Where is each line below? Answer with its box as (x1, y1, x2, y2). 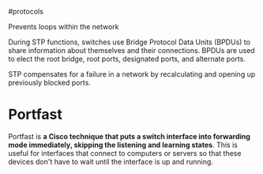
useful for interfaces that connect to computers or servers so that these (8, 148, 242, 157)
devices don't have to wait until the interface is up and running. (8, 157, 213, 166)
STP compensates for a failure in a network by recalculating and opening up (8, 70, 256, 78)
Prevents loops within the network (8, 22, 119, 31)
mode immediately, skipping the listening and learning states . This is (8, 140, 239, 149)
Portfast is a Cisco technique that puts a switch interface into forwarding (8, 131, 251, 141)
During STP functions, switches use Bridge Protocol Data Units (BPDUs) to (8, 37, 251, 47)
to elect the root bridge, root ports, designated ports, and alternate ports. (8, 55, 246, 63)
